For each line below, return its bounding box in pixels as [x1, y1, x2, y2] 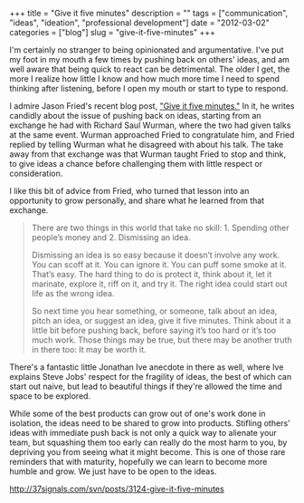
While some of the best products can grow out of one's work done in [9, 408, 266, 419]
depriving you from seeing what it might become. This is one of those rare [9, 447, 286, 457]
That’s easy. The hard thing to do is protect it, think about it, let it [31, 269, 272, 279]
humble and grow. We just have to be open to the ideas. [9, 466, 217, 477]
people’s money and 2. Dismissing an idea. [31, 232, 192, 243]
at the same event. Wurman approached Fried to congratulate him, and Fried [9, 130, 295, 140]
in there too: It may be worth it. [31, 344, 147, 354]
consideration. [9, 168, 63, 179]
